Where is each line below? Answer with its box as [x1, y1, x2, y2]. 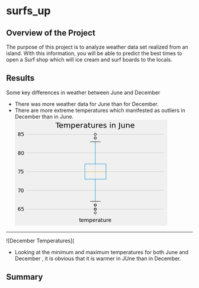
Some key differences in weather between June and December [6, 89, 161, 96]
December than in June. [14, 113, 74, 120]
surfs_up [6, 4, 51, 18]
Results [6, 73, 35, 84]
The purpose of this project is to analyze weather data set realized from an [6, 43, 188, 50]
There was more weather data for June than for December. [14, 100, 159, 107]
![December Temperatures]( [6, 237, 75, 244]
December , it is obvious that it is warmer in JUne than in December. [14, 255, 182, 262]
